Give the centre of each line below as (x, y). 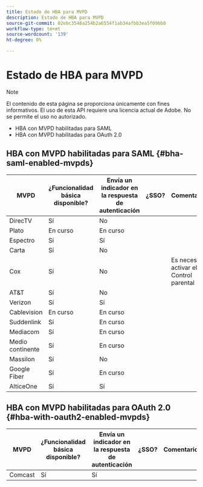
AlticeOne (23, 386)
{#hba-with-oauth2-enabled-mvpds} (78, 417)
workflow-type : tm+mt (34, 29)
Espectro (22, 240)
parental (183, 283)
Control (182, 275)
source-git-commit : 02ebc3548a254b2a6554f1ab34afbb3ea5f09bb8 (86, 23)
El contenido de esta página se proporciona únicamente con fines (88, 103)
